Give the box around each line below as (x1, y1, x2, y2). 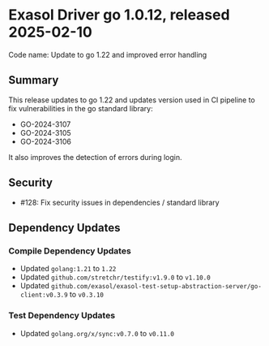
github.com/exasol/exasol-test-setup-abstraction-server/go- (51, 283, 262, 291)
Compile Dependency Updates (8, 245, 131, 257)
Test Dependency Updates (8, 310, 116, 322)
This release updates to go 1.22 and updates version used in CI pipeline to (8, 95, 255, 105)
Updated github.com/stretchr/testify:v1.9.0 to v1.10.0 (19, 272, 211, 282)
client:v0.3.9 (19, 291, 68, 300)
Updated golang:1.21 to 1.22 (19, 264, 117, 274)
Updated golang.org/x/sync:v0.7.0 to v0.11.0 (19, 328, 174, 338)
